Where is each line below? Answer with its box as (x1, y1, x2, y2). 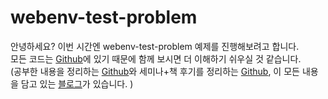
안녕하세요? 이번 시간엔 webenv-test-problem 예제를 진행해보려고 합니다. (10, 40, 300, 52)
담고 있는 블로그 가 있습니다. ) (20, 77, 134, 90)
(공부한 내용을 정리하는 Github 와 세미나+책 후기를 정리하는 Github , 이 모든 (10, 65, 300, 77)
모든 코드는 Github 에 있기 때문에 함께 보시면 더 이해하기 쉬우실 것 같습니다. (10, 52, 302, 65)
